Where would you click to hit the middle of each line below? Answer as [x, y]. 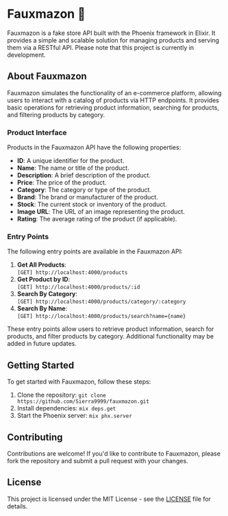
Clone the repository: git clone [61, 395]
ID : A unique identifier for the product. [71, 161]
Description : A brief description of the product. [84, 175]
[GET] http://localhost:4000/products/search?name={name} [101, 317]
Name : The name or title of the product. [73, 168]
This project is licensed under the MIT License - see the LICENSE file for [109, 499]
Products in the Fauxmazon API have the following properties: [94, 147]
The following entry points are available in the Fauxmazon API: [95, 251]
